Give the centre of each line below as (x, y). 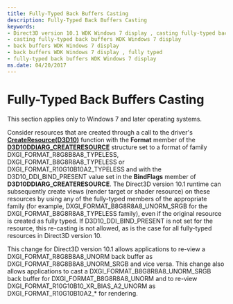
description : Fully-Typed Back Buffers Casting (77, 20)
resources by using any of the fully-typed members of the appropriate (107, 199)
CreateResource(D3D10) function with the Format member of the (101, 140)
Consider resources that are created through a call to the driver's (100, 132)
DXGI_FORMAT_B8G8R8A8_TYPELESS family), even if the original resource (114, 213)
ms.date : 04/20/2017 (37, 65)
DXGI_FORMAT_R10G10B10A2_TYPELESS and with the (84, 169)
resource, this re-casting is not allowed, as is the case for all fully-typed (110, 228)
